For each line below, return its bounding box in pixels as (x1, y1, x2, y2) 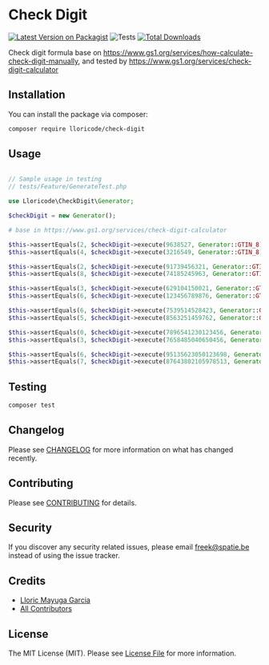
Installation (8, 88, 66, 102)
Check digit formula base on (8, 47, 102, 57)
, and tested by (78, 56, 128, 66)
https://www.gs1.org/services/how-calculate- (102, 47, 254, 57)
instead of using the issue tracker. (8, 551, 120, 561)
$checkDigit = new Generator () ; (8, 212, 116, 220)
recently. (8, 453, 38, 463)
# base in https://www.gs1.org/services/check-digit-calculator (8, 226, 227, 234)
